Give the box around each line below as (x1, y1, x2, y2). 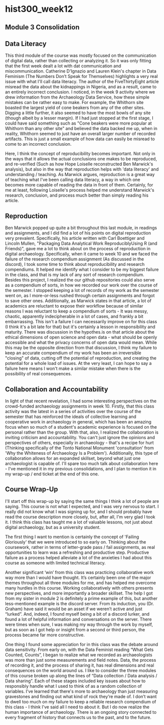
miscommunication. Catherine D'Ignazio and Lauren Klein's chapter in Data (5, 68, 157, 74)
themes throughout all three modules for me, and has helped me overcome (5, 580, 156, 586)
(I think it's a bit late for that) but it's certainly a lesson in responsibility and (5, 324, 156, 330)
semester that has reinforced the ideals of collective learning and (5, 414, 137, 420)
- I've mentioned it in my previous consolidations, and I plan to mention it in (5, 466, 157, 472)
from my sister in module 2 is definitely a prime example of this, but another (5, 595, 158, 601)
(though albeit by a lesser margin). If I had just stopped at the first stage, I (5, 115, 153, 121)
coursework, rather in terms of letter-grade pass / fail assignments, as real (5, 544, 155, 550)
